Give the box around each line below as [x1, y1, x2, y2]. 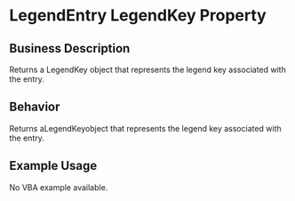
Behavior [9, 100, 60, 115]
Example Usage [9, 158, 98, 173]
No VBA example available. [9, 181, 108, 192]
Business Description [9, 41, 131, 56]
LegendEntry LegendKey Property [9, 5, 267, 26]
